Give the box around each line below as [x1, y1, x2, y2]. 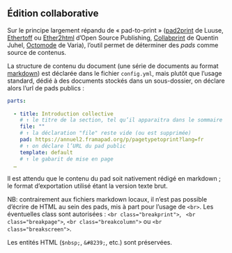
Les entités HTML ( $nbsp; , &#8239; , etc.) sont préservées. [7, 238, 173, 247]
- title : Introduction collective [13, 110, 114, 117]
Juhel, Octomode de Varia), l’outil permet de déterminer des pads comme [7, 40, 219, 49]
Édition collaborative [7, 8, 99, 19]
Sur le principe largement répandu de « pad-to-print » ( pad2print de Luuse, [7, 26, 224, 34]
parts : [7, 97, 26, 104]
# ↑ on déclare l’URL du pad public [20, 142, 127, 149]
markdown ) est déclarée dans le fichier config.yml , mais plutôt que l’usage [7, 69, 222, 77]
